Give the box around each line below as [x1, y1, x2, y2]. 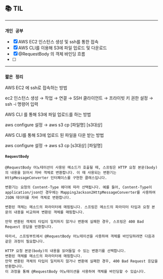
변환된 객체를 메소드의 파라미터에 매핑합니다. [5, 253, 82, 259]
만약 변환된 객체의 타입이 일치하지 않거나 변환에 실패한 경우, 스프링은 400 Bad [5, 219, 144, 224]
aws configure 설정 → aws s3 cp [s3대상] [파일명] [5, 143, 103, 149]
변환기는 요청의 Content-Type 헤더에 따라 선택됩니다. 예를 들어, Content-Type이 [5, 185, 152, 189]
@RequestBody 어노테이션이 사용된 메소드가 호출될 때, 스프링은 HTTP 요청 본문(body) [5, 165, 158, 170]
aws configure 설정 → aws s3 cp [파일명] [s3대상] [5, 122, 103, 128]
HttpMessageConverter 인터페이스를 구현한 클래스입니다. [5, 175, 107, 180]
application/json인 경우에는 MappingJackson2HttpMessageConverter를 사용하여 [5, 190, 156, 195]
